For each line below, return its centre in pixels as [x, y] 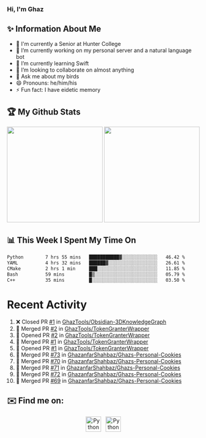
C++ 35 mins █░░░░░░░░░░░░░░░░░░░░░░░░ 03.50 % [96, 280]
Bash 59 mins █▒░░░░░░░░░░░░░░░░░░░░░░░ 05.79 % [96, 274]
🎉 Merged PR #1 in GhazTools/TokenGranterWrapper [82, 341]
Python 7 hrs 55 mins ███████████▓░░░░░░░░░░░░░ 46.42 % [96, 257]
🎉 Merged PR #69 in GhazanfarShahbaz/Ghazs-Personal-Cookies [99, 380]
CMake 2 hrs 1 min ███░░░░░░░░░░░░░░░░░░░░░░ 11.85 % [96, 269]
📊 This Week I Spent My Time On [72, 240]
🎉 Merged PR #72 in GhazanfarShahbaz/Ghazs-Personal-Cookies [98, 374]
